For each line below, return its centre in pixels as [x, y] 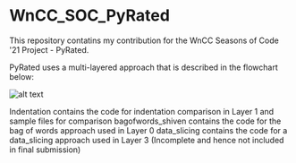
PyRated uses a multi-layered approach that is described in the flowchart [144, 67]
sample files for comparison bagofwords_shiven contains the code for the [145, 121]
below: [21, 76]
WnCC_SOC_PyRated [89, 16]
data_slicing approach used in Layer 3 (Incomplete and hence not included [147, 140]
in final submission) [45, 150]
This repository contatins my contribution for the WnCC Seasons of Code [144, 40]
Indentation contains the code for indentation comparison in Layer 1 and [142, 111]
